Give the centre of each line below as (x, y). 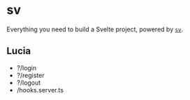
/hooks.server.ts (40, 90)
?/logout (29, 83)
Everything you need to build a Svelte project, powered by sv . (95, 29)
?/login (27, 67)
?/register (30, 75)
